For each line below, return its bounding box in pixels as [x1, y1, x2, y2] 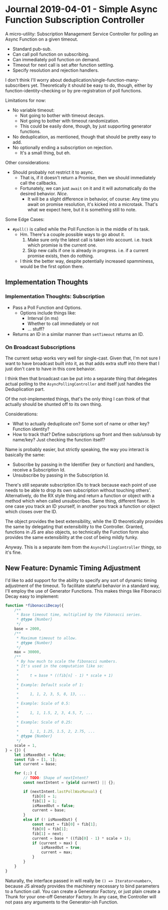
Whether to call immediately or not [27, 320, 99, 326]
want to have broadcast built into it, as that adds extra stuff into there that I [5, 360, 159, 366]
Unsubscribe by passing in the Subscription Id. [12, 472, 109, 478]
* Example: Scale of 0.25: [16, 720, 73, 725]
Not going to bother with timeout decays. [20, 112, 105, 119]
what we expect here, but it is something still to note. [27, 206, 137, 212]
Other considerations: [5, 159, 50, 165]
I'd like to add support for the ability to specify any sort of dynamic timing [5, 577, 157, 583]
